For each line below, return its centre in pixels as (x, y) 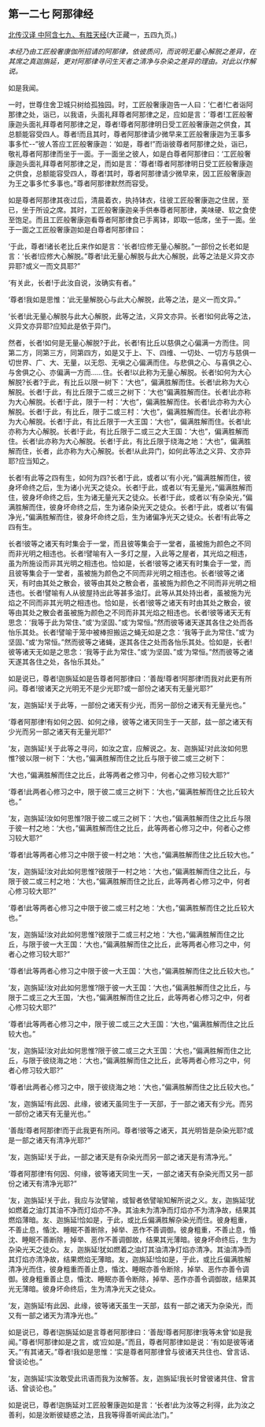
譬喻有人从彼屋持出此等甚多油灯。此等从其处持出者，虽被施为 (145, 592)
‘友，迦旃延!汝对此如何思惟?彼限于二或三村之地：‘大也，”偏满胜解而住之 (123, 934)
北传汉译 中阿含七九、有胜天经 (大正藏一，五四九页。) (93, 35)
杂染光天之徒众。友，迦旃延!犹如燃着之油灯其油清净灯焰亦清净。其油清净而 (130, 1249)
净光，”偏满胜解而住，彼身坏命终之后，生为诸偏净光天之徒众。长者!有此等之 (130, 517)
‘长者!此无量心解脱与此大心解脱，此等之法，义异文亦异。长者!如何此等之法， (132, 316)
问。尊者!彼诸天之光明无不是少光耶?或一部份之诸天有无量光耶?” (111, 688)
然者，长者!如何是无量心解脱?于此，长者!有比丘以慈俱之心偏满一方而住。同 (129, 343)
